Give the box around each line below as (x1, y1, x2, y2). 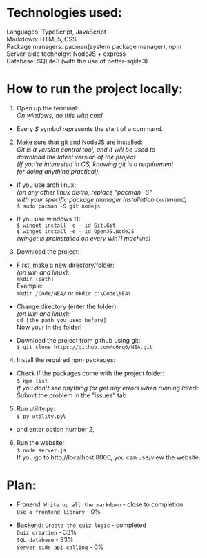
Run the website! (16, 438, 65, 446)
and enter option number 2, (16, 425, 95, 433)
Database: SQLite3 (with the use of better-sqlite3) (6, 57, 148, 65)
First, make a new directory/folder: (16, 261, 115, 269)
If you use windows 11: (16, 215, 81, 223)
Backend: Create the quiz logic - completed (16, 521, 146, 529)
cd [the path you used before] (16, 317, 107, 323)
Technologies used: (6, 5, 122, 21)
